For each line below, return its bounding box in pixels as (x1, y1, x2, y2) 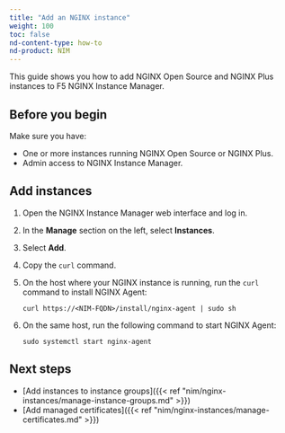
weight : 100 (9, 22, 54, 31)
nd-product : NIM (9, 47, 70, 56)
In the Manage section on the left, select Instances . (22, 225, 215, 235)
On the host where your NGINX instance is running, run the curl (22, 277, 259, 287)
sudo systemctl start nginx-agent (22, 337, 152, 346)
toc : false (9, 30, 50, 39)
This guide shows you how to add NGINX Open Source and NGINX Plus (9, 71, 274, 82)
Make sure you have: (9, 130, 87, 141)
